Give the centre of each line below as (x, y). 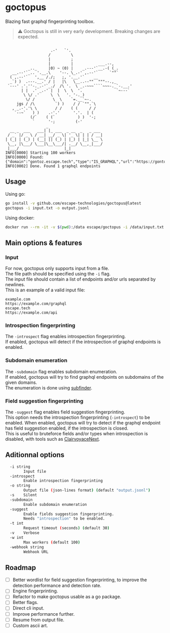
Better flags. (25, 602)
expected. (28, 37)
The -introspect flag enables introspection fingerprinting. (66, 337)
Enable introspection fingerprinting (63, 481)
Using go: (15, 194)
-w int (17, 537)
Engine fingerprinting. (35, 591)
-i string (20, 467)
